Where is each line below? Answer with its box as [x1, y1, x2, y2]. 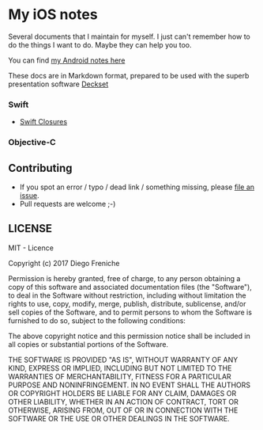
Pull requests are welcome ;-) [19, 199, 116, 208]
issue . [19, 190, 39, 200]
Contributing [8, 161, 73, 175]
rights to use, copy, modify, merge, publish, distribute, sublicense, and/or [8, 299, 246, 308]
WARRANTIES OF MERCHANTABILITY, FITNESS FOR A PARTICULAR [8, 371, 231, 381]
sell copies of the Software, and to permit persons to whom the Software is [8, 307, 253, 317]
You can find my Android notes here [8, 55, 126, 65]
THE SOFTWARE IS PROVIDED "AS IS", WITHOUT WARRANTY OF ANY [8, 355, 239, 364]
